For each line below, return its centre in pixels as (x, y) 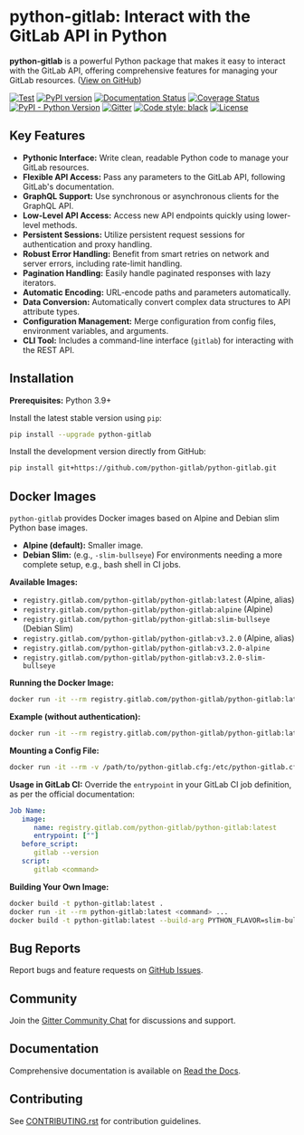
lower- (279, 215)
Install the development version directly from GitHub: (108, 452)
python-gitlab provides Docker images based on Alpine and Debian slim (144, 519)
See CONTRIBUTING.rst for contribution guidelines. (105, 1121)
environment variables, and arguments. (95, 330)
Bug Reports (45, 948)
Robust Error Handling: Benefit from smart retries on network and (146, 253)
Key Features (47, 136)
